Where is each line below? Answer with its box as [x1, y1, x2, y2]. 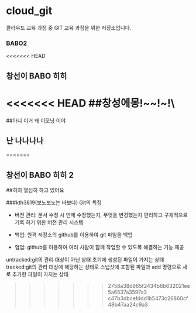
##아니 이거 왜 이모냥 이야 [6, 117, 66, 124]
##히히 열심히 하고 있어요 [6, 187, 64, 194]
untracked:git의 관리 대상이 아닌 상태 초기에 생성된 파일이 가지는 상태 [6, 256, 164, 263]
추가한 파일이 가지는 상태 [12, 271, 69, 278]
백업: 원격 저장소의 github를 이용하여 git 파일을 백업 [14, 231, 133, 238]
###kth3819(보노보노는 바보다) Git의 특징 [6, 199, 102, 206]
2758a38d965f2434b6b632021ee [108, 283, 190, 290]
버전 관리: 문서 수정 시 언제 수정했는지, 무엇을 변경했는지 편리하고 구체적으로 [14, 212, 188, 219]
